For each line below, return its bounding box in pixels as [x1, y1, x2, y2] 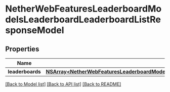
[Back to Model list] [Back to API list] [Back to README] [5, 81, 121, 87]
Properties [5, 44, 39, 53]
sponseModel [5, 25, 64, 36]
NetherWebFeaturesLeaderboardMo [5, 3, 162, 15]
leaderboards [8, 68, 41, 75]
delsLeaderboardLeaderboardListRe [5, 14, 161, 25]
